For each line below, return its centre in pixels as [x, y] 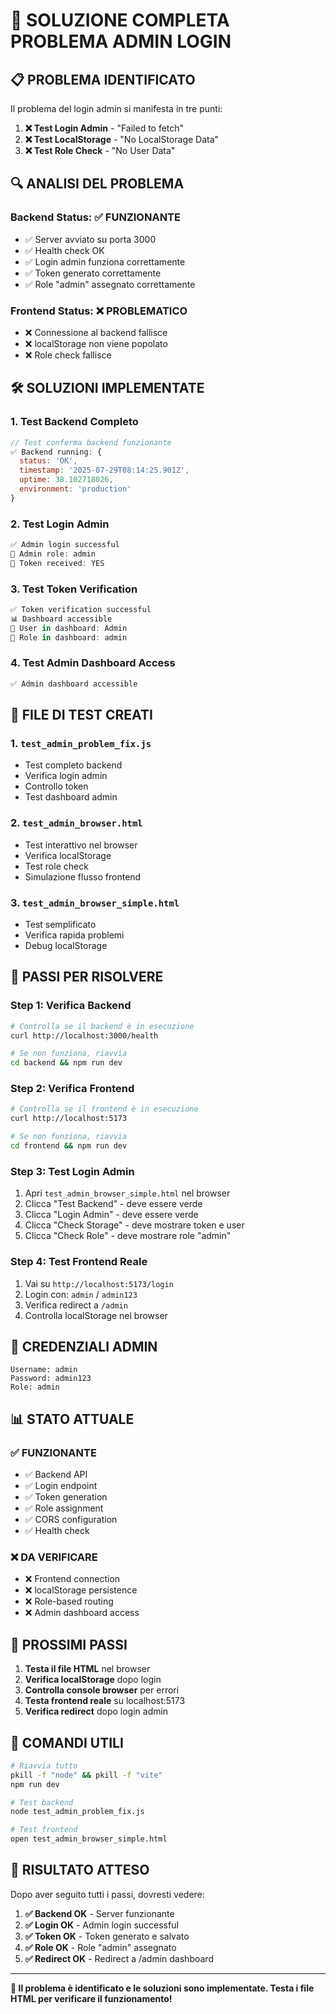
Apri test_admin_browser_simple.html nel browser [127, 1193]
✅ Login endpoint [61, 1486]
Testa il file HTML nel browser [87, 1669]
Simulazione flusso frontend [83, 876]
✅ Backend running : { [56, 452]
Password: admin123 [51, 1379]
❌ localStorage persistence [81, 1590]
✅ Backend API [56, 1475]
